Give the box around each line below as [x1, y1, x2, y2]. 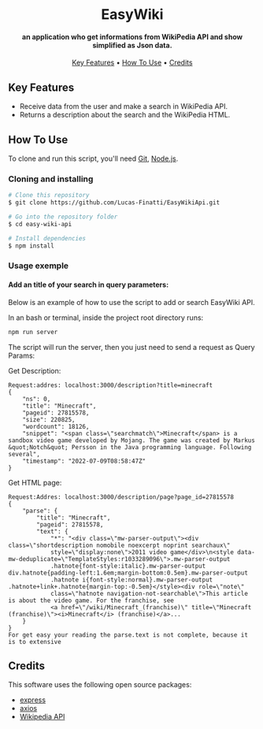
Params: [8, 351, 35, 360]
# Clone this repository [8, 192, 90, 199]
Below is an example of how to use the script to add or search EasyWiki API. [8, 297, 256, 307]
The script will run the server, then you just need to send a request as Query [8, 342, 255, 351]
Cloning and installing [8, 173, 94, 184]
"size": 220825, [22, 415, 76, 423]
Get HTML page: [8, 478, 62, 487]
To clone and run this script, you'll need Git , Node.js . [8, 154, 179, 163]
